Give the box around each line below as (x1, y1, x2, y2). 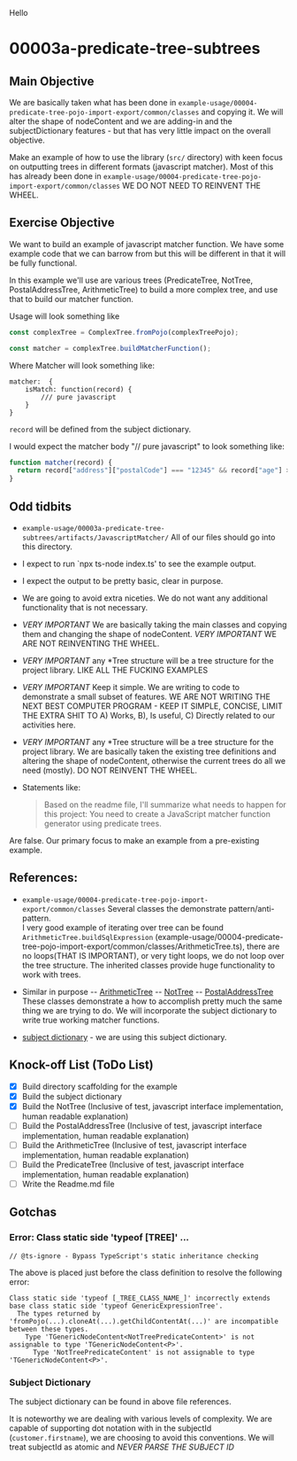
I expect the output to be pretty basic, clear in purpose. (21, 576, 224, 586)
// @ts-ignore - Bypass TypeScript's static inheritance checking (9, 1251, 259, 1261)
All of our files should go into (171, 532, 276, 542)
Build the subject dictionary (21, 1091, 122, 1101)
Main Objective (9, 74, 95, 89)
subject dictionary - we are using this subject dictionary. (21, 1031, 227, 1042)
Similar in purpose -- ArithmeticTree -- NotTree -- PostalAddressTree (21, 986, 274, 997)
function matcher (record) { (9, 458, 113, 467)
